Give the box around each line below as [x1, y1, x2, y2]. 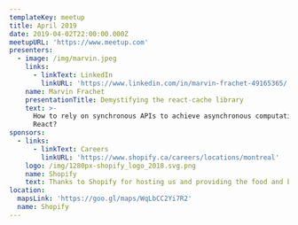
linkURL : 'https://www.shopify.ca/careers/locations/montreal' [41, 152, 279, 162]
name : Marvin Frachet [25, 87, 105, 96]
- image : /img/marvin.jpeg [17, 54, 117, 63]
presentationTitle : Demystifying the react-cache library [25, 95, 244, 105]
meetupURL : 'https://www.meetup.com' [9, 37, 149, 47]
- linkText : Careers [32, 144, 109, 153]
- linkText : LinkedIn [32, 71, 114, 80]
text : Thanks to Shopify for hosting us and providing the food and [25, 178, 284, 187]
